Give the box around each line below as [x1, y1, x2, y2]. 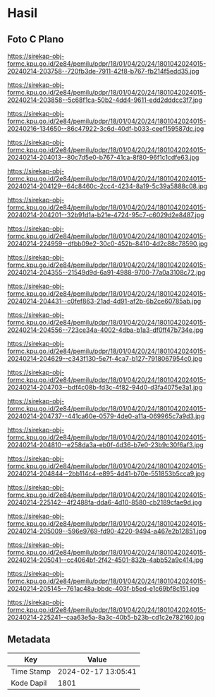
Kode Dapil [11, 678, 47, 688]
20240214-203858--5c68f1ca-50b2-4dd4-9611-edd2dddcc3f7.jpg [7, 96, 202, 104]
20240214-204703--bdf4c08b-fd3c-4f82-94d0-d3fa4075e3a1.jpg [7, 384, 203, 391]
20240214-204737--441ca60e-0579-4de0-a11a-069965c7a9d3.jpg [7, 412, 205, 420]
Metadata [7, 633, 51, 645]
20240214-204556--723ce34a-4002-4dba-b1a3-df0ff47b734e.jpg [7, 326, 204, 334]
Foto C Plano [7, 33, 64, 45]
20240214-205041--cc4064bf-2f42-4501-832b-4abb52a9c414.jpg [7, 555, 204, 564]
